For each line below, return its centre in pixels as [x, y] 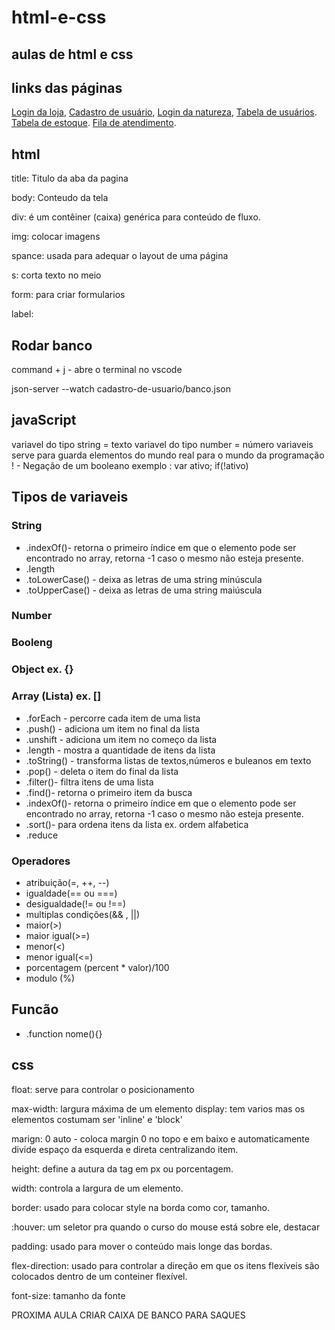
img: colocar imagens [56, 237]
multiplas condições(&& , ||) [83, 914]
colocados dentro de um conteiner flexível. [99, 1276]
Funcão [35, 1009]
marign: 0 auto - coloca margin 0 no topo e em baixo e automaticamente [160, 1138]
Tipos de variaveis [70, 497]
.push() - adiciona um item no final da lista [112, 728]
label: [22, 314]
